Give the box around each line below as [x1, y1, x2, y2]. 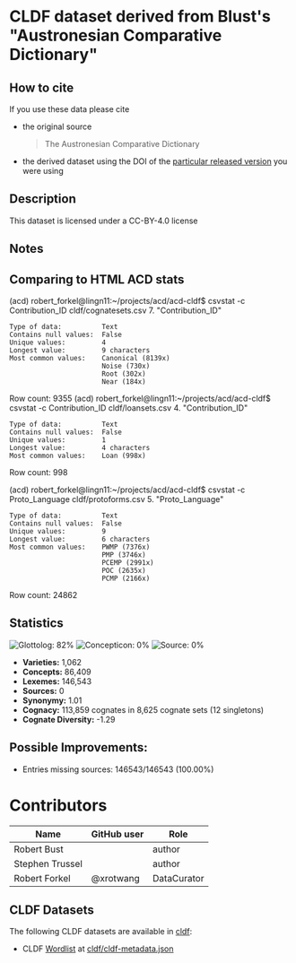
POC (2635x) [101, 567, 146, 576]
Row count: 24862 [9, 590, 78, 601]
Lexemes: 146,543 [22, 675, 92, 687]
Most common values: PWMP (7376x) [9, 542, 151, 552]
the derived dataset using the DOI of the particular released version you [22, 156, 288, 167]
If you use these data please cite [9, 104, 130, 114]
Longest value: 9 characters [9, 346, 151, 355]
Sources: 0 [22, 685, 65, 696]
